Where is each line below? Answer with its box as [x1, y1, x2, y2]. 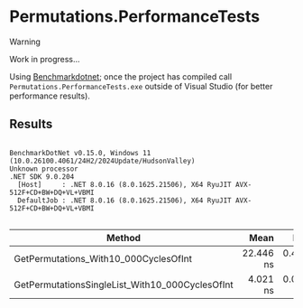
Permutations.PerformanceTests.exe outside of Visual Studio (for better [9, 80, 273, 91]
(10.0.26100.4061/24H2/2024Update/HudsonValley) [9, 156, 196, 165]
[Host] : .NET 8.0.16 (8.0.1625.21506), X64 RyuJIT [17, 180, 232, 189]
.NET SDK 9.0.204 [9, 172, 75, 182]
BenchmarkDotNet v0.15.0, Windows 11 [9, 148, 151, 157]
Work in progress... [9, 53, 80, 64]
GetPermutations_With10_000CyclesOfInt [14, 252, 192, 265]
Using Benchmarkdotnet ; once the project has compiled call [9, 70, 233, 82]
